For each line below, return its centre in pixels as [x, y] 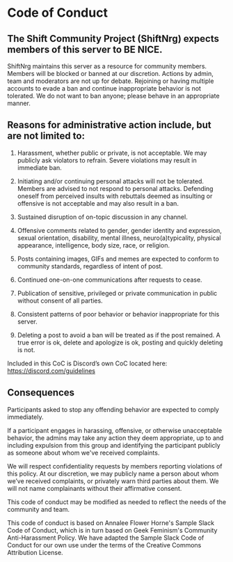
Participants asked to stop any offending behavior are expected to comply [113, 409]
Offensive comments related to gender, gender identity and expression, [120, 230]
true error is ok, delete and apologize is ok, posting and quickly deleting [120, 342]
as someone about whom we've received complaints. [83, 453]
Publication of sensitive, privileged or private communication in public [117, 293]
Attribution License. [35, 552]
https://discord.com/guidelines [51, 370]
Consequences [41, 393]
